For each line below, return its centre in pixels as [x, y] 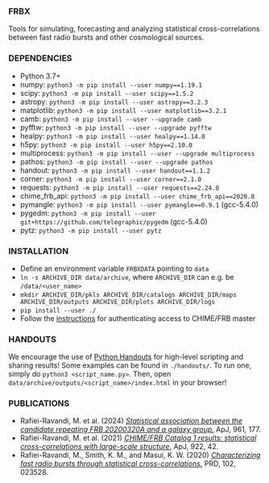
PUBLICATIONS [39, 403]
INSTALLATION [39, 251]
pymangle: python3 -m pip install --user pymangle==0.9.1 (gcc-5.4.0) [139, 204]
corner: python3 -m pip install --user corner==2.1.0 [111, 178]
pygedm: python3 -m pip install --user [88, 213]
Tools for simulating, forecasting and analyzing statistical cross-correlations [134, 29]
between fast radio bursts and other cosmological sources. [106, 37]
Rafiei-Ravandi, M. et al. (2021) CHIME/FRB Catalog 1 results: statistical [138, 438]
